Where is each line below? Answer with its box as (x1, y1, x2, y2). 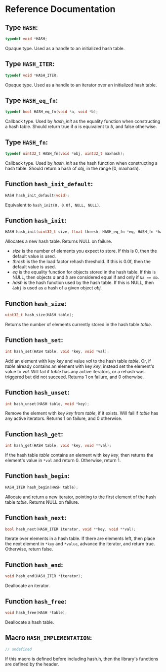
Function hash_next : (5, 514, 67, 522)
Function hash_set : (5, 336, 63, 344)
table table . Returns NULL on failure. (5, 499, 80, 505)
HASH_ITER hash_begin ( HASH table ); (5, 485, 79, 490)
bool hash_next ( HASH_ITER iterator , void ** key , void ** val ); (5, 527, 136, 532)
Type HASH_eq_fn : (5, 96, 58, 105)
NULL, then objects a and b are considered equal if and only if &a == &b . (12, 274, 159, 280)
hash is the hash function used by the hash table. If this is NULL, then (12, 279, 154, 286)
